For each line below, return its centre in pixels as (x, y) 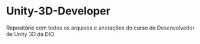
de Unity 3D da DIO (30, 34)
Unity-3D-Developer (58, 11)
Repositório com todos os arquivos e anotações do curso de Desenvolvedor (100, 28)
